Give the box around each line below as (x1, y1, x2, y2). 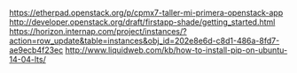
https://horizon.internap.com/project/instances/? (9, 26, 188, 36)
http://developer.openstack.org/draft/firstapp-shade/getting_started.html (9, 17, 276, 27)
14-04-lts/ (9, 55, 46, 64)
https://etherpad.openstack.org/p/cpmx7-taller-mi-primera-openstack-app (9, 8, 284, 18)
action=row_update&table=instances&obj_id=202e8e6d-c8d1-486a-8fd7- (9, 35, 280, 46)
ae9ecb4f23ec (9, 45, 64, 55)
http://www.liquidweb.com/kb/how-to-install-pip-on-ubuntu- (65, 45, 288, 55)
